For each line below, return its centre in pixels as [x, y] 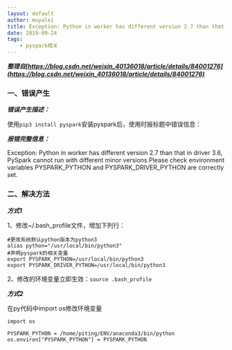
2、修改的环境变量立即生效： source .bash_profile [80, 279]
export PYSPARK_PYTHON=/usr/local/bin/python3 [75, 259]
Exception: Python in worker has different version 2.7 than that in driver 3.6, [115, 153]
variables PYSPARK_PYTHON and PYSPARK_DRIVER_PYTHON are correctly [116, 167]
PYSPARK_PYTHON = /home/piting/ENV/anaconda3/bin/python [91, 333]
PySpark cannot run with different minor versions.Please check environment [116, 160]
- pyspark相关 [39, 46]
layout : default [30, 13]
